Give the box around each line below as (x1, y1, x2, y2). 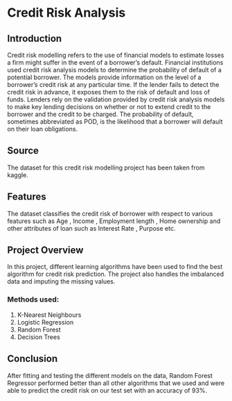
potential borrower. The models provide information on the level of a (7, 73, 202, 81)
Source (7, 145, 39, 157)
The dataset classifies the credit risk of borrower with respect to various (7, 209, 213, 218)
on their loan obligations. (7, 125, 78, 133)
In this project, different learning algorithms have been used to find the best (7, 263, 223, 271)
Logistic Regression (17, 318, 74, 326)
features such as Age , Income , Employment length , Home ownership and (7, 217, 221, 225)
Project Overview (7, 245, 84, 256)
